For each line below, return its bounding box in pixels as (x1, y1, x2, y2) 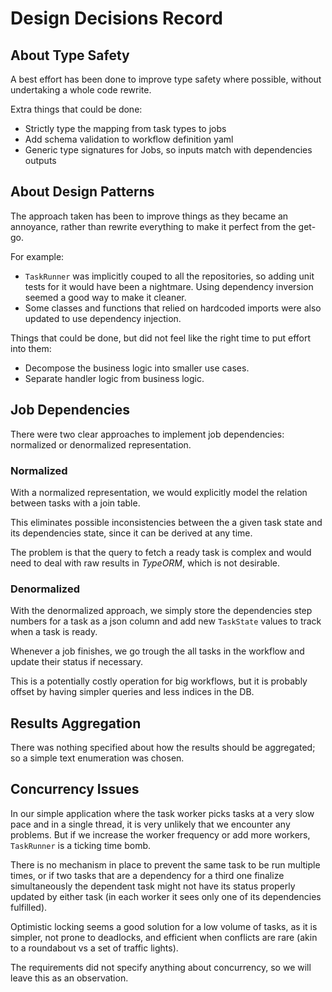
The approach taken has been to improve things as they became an (10, 210, 289, 222)
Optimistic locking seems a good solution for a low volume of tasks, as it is (10, 920, 318, 932)
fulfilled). (10, 901, 48, 913)
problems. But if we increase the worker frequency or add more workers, (10, 828, 311, 841)
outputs (24, 155, 57, 166)
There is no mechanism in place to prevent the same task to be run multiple (10, 858, 321, 871)
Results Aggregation (10, 715, 142, 732)
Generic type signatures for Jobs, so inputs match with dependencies (24, 144, 313, 156)
